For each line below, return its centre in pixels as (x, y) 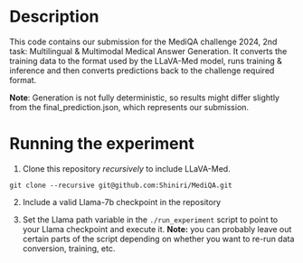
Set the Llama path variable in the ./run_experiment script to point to (150, 220)
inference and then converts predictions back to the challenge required (142, 70)
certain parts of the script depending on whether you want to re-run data (158, 239)
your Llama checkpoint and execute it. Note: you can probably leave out (157, 229)
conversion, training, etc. (69, 248)
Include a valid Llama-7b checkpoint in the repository (122, 202)
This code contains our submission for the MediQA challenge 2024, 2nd (143, 42)
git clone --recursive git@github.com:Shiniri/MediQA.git (121, 185)
